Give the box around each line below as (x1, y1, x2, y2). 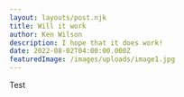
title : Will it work (9, 22, 87, 31)
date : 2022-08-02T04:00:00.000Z (9, 47, 131, 56)
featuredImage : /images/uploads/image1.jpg (9, 55, 176, 64)
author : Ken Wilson (9, 30, 83, 39)
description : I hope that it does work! (9, 38, 164, 48)
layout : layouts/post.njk (9, 13, 106, 22)
